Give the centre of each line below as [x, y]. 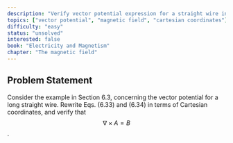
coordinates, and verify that [47, 112]
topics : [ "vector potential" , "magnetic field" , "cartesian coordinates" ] [118, 20]
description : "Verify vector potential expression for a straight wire [113, 14]
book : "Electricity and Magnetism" [59, 46]
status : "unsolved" [35, 33]
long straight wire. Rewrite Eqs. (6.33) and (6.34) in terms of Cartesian [107, 104]
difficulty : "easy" [35, 26]
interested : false [34, 40]
